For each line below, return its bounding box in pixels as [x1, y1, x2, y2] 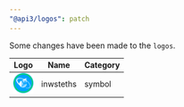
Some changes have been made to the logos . [9, 40, 176, 51]
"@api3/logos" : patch [9, 14, 90, 23]
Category [84, 60, 121, 70]
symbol [84, 78, 112, 89]
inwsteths [41, 78, 78, 89]
